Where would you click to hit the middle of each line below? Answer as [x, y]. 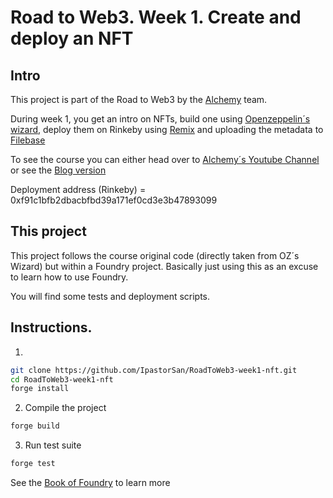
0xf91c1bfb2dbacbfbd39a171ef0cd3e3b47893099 [114, 200]
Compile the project [65, 408]
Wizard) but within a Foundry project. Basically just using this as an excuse [164, 266]
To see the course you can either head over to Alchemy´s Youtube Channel [165, 159]
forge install [40, 389]
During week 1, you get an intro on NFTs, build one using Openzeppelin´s [160, 119]
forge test [33, 464]
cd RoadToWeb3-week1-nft [62, 379]
